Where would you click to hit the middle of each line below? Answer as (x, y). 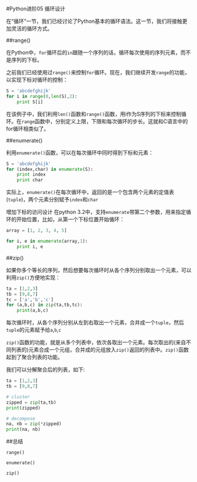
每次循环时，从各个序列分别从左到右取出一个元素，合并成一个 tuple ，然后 (95, 322)
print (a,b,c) (33, 311)
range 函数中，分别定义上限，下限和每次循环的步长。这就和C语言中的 (105, 121)
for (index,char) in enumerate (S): (50, 169)
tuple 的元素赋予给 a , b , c (34, 330)
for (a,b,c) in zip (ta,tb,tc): (44, 305)
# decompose (21, 418)
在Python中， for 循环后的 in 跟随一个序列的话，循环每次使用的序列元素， (94, 52)
